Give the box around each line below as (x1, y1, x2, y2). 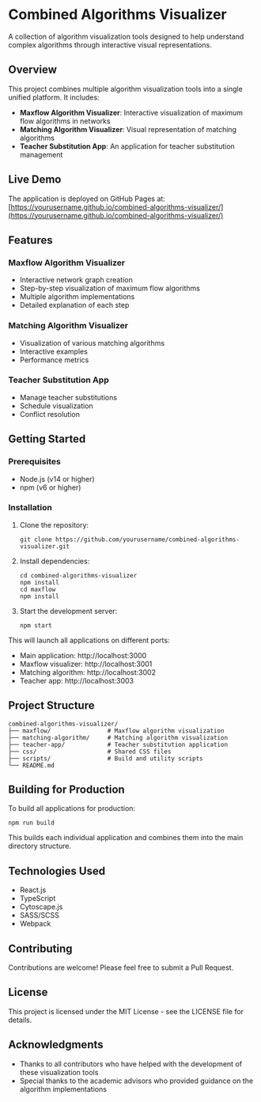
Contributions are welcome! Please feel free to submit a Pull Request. (8, 963, 234, 972)
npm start (19, 621, 53, 630)
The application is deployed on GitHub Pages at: (8, 194, 166, 203)
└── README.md (8, 761, 55, 769)
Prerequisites (8, 456, 61, 468)
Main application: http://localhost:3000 (19, 650, 147, 660)
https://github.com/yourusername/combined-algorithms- (55, 536, 240, 543)
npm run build (8, 819, 55, 827)
